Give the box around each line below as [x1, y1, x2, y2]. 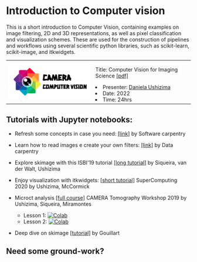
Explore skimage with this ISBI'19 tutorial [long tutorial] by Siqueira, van [14, 159, 187, 166]
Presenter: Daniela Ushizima [102, 83, 171, 90]
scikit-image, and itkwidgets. [6, 48, 76, 55]
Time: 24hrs [102, 96, 132, 103]
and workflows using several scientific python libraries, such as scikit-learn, [6, 42, 189, 49]
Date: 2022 [102, 90, 130, 97]
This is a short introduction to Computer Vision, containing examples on [6, 23, 179, 30]
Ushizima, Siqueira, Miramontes [14, 200, 92, 207]
